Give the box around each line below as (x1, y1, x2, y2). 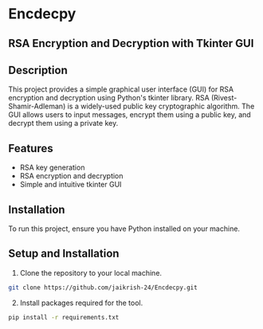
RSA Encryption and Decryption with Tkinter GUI (8, 37, 254, 50)
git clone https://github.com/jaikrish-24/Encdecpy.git (8, 284, 198, 292)
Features (8, 141, 53, 155)
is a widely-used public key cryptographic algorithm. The (67, 101, 255, 112)
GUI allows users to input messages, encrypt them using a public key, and (8, 110, 251, 119)
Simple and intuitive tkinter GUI (19, 180, 122, 190)
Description (8, 63, 68, 76)
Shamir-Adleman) (8, 101, 66, 112)
